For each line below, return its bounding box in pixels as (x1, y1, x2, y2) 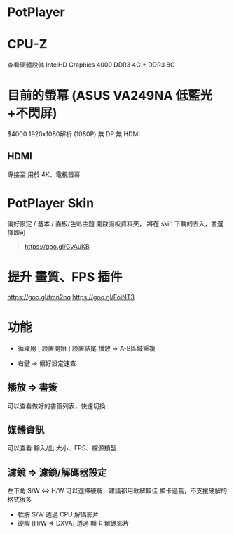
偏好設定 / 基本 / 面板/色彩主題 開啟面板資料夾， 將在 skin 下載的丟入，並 (7, 219, 218, 228)
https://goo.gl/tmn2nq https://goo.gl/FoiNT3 (7, 292, 135, 301)
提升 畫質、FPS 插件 (7, 269, 123, 285)
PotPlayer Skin (7, 195, 95, 211)
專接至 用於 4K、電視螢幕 (7, 170, 81, 178)
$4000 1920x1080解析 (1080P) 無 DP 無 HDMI (7, 130, 140, 138)
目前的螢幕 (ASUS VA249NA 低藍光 (7, 88, 213, 104)
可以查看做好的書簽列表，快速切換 (7, 401, 106, 410)
